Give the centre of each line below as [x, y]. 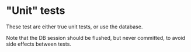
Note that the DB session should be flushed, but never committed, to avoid [96, 38]
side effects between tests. [39, 44]
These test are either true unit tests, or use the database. [74, 27]
